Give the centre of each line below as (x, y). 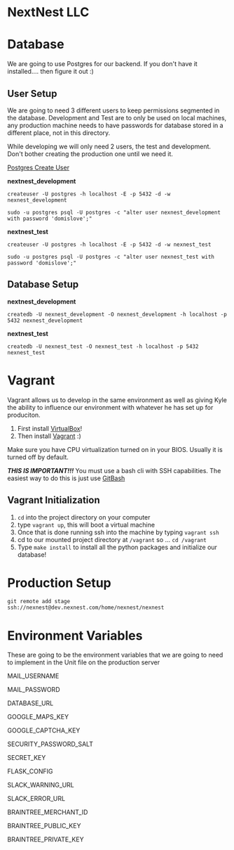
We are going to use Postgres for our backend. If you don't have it (102, 64)
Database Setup (43, 284)
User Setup (32, 93)
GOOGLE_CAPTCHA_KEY (44, 730)
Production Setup (60, 582)
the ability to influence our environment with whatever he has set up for (110, 407)
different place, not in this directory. (59, 133)
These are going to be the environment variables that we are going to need (115, 655)
